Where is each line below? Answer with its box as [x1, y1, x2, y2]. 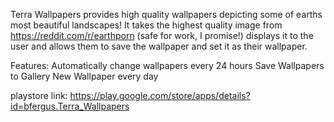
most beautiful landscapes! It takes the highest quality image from [10, 19, 283, 31]
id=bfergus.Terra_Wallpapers [10, 100, 130, 112]
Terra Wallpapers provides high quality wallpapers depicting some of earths [10, 9, 323, 20]
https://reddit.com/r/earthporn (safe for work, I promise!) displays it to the [10, 30, 314, 41]
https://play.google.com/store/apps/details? [69, 90, 251, 101]
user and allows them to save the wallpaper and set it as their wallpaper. [10, 40, 308, 52]
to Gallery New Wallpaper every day [10, 70, 159, 82]
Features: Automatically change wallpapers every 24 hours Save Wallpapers [10, 60, 325, 71]
